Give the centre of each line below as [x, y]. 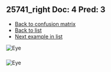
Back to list [28, 30]
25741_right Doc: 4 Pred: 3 [56, 10]
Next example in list [39, 36]
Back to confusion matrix [45, 24]
